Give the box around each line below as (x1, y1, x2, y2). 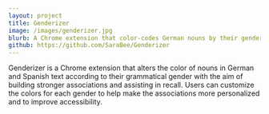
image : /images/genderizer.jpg (8, 26, 113, 34)
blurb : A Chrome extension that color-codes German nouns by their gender (8, 33, 263, 42)
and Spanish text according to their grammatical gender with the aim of (8, 72, 243, 81)
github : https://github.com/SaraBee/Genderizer (8, 41, 171, 49)
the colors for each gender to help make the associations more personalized (8, 88, 260, 98)
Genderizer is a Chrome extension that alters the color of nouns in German (8, 63, 255, 73)
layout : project (8, 11, 62, 20)
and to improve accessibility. (8, 97, 102, 107)
